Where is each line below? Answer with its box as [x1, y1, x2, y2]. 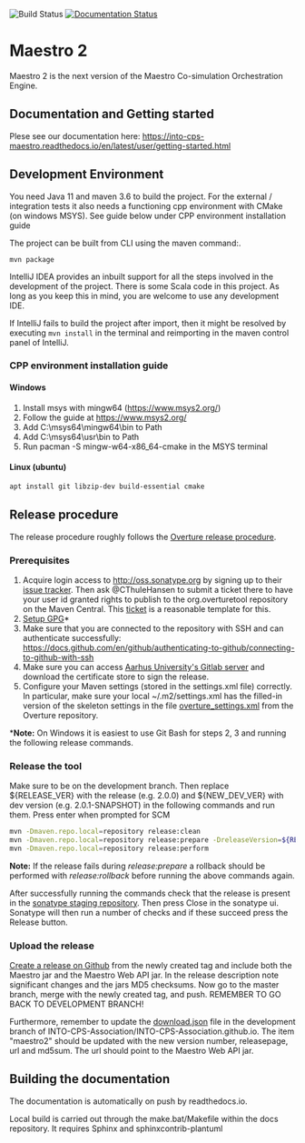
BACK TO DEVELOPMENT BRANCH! [9, 998, 144, 1009]
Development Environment [9, 166, 164, 182]
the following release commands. [9, 737, 133, 747]
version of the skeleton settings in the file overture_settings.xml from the [22, 700, 294, 711]
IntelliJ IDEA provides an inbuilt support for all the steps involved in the [9, 271, 274, 282]
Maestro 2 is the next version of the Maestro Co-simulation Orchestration [9, 70, 283, 81]
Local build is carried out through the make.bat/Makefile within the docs [9, 1113, 279, 1124]
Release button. [9, 917, 68, 927]
